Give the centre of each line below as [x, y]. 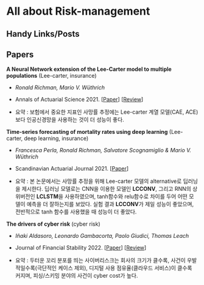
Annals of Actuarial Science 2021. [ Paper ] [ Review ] [79, 100]
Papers [20, 54]
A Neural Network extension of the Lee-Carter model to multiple [89, 69]
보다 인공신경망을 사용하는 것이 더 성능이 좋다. [70, 120]
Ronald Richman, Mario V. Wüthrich [60, 87]
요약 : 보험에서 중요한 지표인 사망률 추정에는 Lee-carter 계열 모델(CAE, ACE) [107, 112]
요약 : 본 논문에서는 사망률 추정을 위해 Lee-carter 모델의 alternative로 [98, 181]
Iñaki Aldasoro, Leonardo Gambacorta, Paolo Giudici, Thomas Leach [102, 236]
